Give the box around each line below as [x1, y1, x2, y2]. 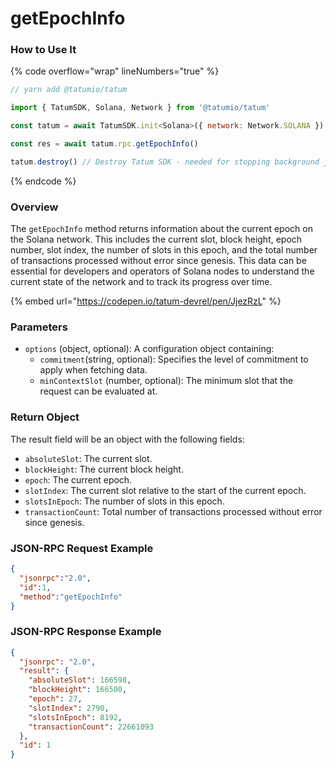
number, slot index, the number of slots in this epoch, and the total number [10, 244, 318, 256]
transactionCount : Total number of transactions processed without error [24, 505, 323, 517]
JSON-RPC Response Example [10, 625, 162, 639]
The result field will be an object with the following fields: [10, 433, 245, 445]
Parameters [10, 320, 68, 334]
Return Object [10, 410, 80, 424]
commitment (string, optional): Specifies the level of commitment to [39, 353, 309, 366]
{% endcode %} [10, 175, 77, 187]
